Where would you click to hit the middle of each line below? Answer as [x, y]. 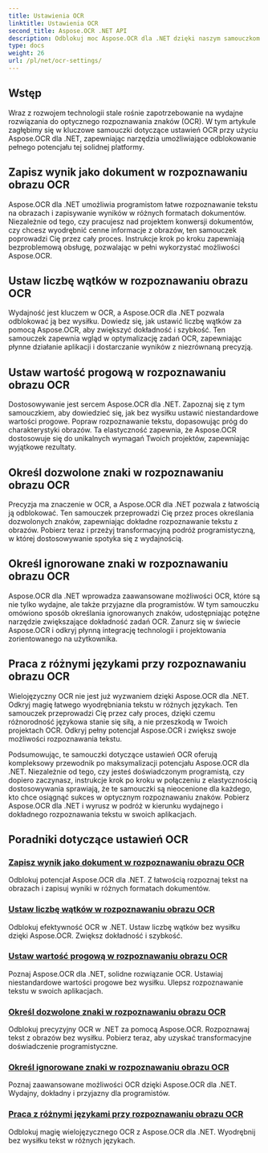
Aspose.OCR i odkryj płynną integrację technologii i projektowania [117, 630]
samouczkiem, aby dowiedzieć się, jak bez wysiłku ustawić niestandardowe [134, 413]
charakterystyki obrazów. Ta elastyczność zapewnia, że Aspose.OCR [122, 430]
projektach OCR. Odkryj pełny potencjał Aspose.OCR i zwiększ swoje [122, 730]
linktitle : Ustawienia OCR [53, 23]
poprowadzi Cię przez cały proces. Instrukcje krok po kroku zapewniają [126, 238]
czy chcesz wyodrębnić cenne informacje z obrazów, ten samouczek [122, 229]
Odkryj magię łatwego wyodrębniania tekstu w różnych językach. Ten [123, 705]
